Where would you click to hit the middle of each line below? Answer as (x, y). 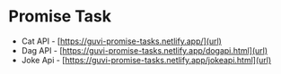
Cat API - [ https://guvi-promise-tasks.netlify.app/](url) (121, 41)
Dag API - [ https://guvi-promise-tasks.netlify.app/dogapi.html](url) (145, 50)
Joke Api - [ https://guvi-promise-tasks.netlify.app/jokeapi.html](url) (146, 60)
